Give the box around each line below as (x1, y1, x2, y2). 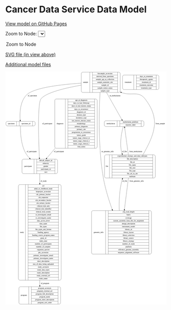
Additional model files (5, 61, 51, 67)
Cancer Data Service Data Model (5, 4, 147, 15)
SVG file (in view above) (5, 51, 56, 57)
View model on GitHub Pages (5, 21, 68, 27)
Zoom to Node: (5, 30, 37, 36)
